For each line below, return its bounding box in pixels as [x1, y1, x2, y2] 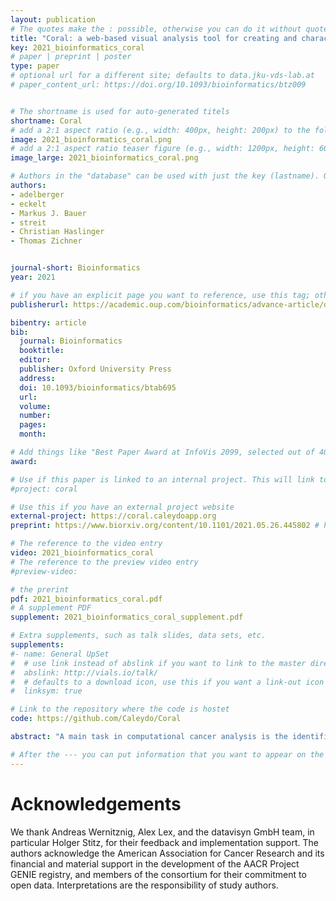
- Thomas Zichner [10, 236, 83, 246]
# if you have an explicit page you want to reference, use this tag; [10, 290, 311, 300]
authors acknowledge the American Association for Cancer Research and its [10, 847, 325, 859]
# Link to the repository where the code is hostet [10, 704, 230, 715]
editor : [19, 355, 52, 365]
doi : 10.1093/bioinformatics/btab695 [19, 382, 177, 393]
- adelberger [10, 189, 65, 200]
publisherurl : [10, 299, 70, 310]
